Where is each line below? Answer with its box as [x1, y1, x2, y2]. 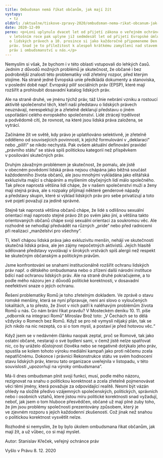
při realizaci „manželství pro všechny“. [5, 228, 81, 234]
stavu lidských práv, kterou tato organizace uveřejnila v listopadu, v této [5, 358, 149, 364]
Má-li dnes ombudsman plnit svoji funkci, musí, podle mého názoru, [5, 373, 141, 379]
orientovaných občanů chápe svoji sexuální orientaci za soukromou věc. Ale [5, 217, 157, 223]
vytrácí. [5, 122, 20, 128]
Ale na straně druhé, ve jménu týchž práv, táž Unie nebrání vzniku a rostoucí [5, 96, 158, 102]
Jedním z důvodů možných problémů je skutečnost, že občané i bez [5, 66, 142, 72]
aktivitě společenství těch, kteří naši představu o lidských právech [5, 102, 137, 107]
